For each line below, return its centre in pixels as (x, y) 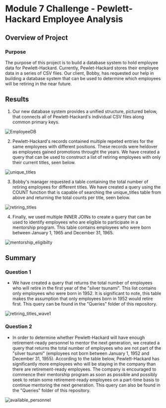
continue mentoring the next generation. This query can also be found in (86, 385)
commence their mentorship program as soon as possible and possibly (85, 374)
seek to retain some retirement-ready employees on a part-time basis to (86, 380)
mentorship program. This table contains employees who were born (82, 227)
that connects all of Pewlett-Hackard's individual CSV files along (78, 116)
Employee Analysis (83, 19)
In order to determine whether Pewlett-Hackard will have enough (79, 337)
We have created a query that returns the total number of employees (82, 283)
